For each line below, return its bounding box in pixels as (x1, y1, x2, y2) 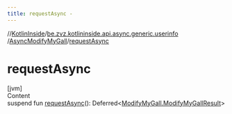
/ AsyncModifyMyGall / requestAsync (7, 36, 110, 45)
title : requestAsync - (7, 10, 73, 17)
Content (7, 91, 31, 99)
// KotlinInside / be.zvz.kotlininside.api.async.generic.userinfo (7, 29, 179, 38)
